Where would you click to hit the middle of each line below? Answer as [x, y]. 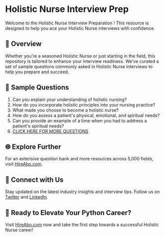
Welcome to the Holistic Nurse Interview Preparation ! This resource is [77, 23]
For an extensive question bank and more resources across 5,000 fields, [79, 159]
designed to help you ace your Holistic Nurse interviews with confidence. [80, 28]
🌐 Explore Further [33, 147]
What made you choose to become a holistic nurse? [66, 110]
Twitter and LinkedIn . [27, 197]
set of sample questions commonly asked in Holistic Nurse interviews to [79, 66]
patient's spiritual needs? [38, 126]
